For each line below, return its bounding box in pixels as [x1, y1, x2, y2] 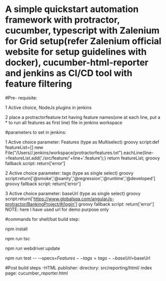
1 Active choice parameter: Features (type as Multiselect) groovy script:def [5, 139, 159, 145]
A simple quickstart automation [5, 4, 139, 15]
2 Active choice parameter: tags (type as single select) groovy [5, 170, 133, 176]
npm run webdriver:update [5, 245, 60, 251]
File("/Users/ [5, 150, 31, 156]
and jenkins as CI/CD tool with [5, 68, 132, 79]
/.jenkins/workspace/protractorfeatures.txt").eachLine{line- [31, 150, 154, 156]
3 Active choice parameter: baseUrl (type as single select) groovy [5, 190, 141, 196]
